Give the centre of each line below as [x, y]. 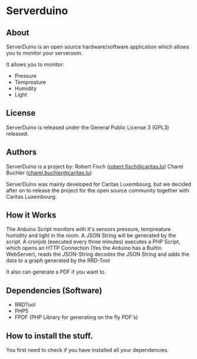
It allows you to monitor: [35, 64]
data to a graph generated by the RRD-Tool [58, 261]
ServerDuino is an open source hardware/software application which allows [98, 47]
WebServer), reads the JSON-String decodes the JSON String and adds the [98, 254]
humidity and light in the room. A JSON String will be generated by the [91, 236]
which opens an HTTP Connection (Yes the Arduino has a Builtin [84, 248]
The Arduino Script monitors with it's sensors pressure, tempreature [89, 229]
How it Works [31, 215]
